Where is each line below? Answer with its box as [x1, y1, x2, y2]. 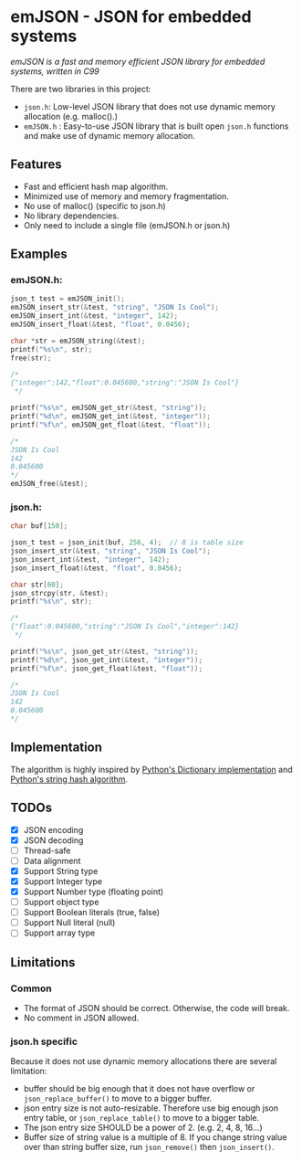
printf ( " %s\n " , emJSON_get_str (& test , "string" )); [10, 404, 207, 413]
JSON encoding [23, 824, 84, 835]
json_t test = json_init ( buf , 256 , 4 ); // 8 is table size [10, 538, 245, 547]
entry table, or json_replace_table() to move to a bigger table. [23, 1113, 260, 1124]
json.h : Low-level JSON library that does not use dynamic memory [23, 100, 276, 111]
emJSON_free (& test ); [10, 480, 89, 489]
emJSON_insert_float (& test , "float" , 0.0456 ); [10, 320, 191, 330]
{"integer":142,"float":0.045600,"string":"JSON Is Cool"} [10, 378, 240, 387]
